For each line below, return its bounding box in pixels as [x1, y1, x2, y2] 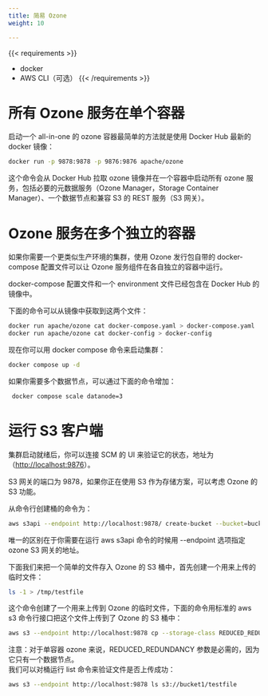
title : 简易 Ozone [8, 11, 67, 20]
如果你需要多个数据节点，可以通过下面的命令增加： [8, 376, 176, 386]
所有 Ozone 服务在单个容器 [8, 104, 185, 122]
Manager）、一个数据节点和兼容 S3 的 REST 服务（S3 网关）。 [8, 193, 209, 203]
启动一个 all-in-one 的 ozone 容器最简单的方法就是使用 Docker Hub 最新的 [8, 132, 251, 141]
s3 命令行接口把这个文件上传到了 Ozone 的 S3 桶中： [8, 613, 183, 623]
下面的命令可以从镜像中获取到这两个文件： [8, 306, 148, 316]
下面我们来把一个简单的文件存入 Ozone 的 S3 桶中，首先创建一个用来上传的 [8, 562, 257, 571]
